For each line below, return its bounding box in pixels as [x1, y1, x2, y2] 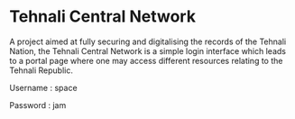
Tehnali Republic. [9, 65, 74, 76]
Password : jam [9, 99, 67, 110]
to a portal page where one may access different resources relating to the [9, 55, 283, 66]
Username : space [9, 82, 78, 93]
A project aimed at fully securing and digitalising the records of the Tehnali [9, 36, 287, 47]
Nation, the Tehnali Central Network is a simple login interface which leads [9, 45, 287, 56]
